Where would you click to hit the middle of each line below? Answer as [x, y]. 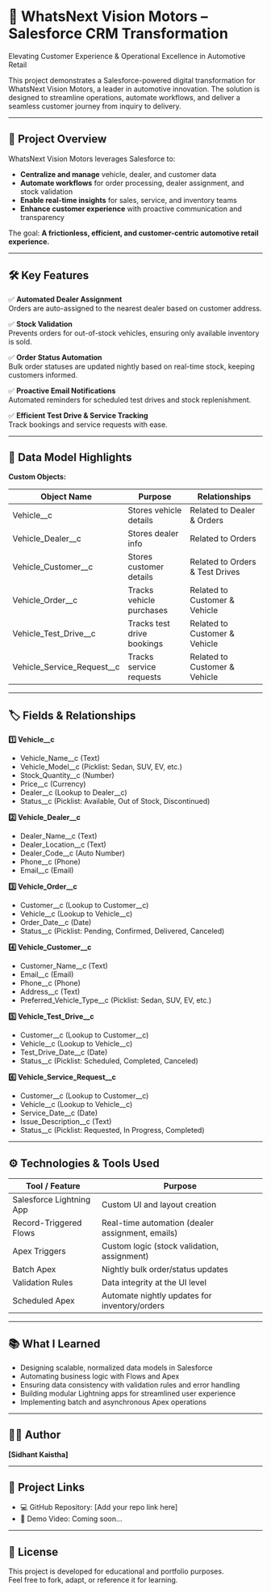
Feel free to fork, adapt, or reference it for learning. [93, 1580]
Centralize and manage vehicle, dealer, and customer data [118, 174]
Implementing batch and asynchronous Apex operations [113, 1401]
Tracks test [149, 623]
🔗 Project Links [47, 1487]
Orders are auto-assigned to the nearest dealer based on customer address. [135, 308]
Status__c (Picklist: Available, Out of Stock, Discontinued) [115, 801]
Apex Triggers [39, 1251]
